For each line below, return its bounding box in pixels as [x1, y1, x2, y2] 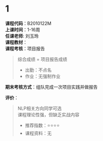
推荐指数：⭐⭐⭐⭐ [25, 122, 60, 128]
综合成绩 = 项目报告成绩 [17, 56, 67, 62]
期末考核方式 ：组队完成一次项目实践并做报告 [5, 84, 98, 90]
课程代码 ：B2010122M [5, 20, 52, 26]
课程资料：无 [25, 130, 52, 136]
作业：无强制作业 [25, 73, 61, 79]
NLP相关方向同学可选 [17, 105, 62, 111]
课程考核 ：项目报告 [5, 45, 45, 51]
